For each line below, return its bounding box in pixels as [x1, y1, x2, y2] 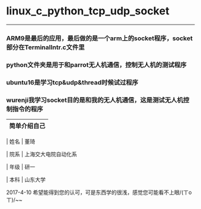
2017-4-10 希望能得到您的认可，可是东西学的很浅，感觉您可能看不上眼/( [6, 189, 184, 196]
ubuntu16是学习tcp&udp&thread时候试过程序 [6, 78, 139, 86]
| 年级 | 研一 [6, 163, 36, 170]
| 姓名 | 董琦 [6, 138, 36, 145]
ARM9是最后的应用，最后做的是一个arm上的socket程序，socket [6, 34, 193, 43]
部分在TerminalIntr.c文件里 [6, 43, 85, 52]
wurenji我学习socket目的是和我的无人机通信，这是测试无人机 [6, 96, 184, 104]
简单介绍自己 [9, 122, 46, 130]
